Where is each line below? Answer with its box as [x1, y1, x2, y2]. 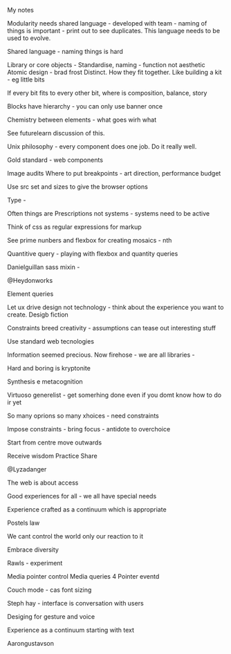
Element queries [7, 290, 54, 298]
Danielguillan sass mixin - [7, 263, 80, 271]
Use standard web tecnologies [7, 337, 95, 345]
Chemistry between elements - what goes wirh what [7, 115, 157, 124]
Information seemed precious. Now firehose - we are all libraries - [7, 351, 195, 359]
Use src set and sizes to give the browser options [7, 183, 149, 191]
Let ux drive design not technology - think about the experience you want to [7, 303, 224, 311]
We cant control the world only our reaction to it [7, 532, 144, 540]
